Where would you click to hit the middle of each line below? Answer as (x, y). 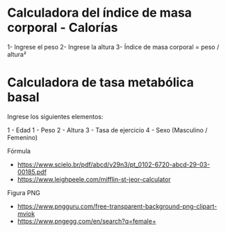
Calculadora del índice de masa (100, 13)
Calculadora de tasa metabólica (101, 83)
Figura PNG (24, 192)
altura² (17, 54)
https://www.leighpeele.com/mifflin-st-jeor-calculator (94, 179)
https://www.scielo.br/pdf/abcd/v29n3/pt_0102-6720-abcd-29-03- (114, 164)
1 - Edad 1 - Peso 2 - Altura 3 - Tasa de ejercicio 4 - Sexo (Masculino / (107, 130)
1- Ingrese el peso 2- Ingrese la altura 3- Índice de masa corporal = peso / (113, 47)
